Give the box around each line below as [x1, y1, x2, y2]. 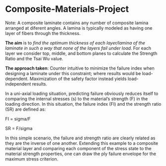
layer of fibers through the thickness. [5, 30, 81, 36]
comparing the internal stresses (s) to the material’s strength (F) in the [5, 95, 148, 102]
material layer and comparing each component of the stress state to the [5, 145, 152, 151]
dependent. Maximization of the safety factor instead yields [5, 76, 127, 82]
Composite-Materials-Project [5, 3, 129, 15]
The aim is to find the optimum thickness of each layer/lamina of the [5, 40, 145, 45]
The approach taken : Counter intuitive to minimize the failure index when [5, 65, 155, 71]
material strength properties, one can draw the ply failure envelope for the [5, 151, 156, 157]
